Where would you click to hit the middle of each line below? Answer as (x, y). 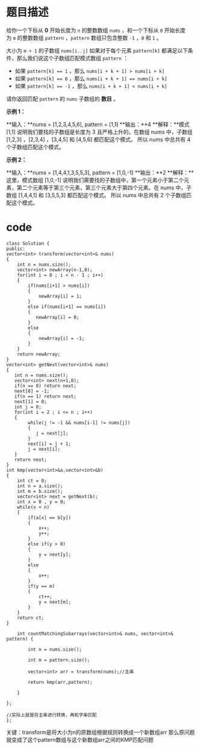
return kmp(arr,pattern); (60, 682)
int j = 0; (28, 407)
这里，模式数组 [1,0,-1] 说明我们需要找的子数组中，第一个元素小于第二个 (95, 180)
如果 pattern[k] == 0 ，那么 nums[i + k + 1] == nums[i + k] (91, 78)
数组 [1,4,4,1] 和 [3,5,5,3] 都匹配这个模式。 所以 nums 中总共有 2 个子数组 (96, 195)
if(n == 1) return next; (45, 396)
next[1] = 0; (30, 401)
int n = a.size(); (40, 486)
